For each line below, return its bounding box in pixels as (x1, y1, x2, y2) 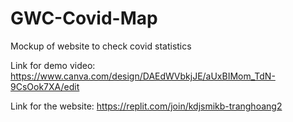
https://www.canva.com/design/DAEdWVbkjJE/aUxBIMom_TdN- (10, 70, 276, 82)
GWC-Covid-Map (10, 7, 158, 30)
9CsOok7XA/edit (10, 80, 80, 92)
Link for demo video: (10, 59, 96, 71)
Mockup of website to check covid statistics (10, 40, 192, 52)
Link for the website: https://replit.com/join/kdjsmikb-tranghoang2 (10, 100, 283, 112)
